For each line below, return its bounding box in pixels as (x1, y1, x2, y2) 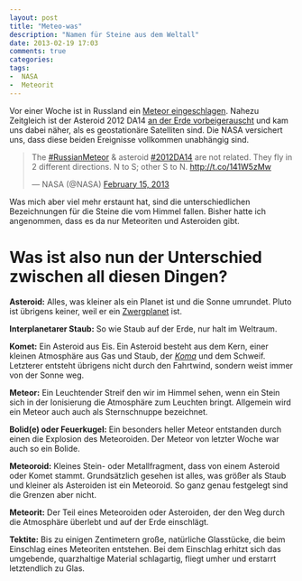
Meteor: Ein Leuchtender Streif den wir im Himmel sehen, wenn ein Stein (9, 387, 280, 398)
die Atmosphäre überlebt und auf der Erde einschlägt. (9, 516, 209, 527)
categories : (9, 55, 54, 64)
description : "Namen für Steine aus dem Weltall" (9, 30, 200, 39)
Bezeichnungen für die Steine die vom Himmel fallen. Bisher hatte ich (9, 205, 266, 217)
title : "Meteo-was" (9, 22, 83, 31)
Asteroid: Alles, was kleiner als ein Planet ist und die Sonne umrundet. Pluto (9, 295, 292, 307)
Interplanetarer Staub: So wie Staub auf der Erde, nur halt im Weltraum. (9, 323, 278, 334)
